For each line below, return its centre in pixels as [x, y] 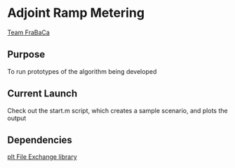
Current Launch [42, 94]
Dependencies [40, 140]
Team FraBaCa [29, 32]
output [17, 118]
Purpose [26, 54]
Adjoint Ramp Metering [76, 13]
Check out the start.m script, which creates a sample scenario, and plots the [117, 110]
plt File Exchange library [42, 157]
